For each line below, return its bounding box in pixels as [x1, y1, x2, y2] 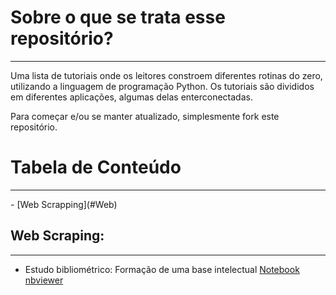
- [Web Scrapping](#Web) [10, 198, 118, 210]
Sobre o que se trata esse [10, 6, 226, 29]
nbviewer [24, 274, 64, 286]
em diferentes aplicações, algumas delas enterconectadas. [10, 91, 253, 103]
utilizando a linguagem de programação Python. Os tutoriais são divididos [10, 80, 315, 92]
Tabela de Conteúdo [10, 156, 182, 179]
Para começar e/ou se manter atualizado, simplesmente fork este [10, 110, 280, 122]
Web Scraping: [10, 227, 105, 245]
